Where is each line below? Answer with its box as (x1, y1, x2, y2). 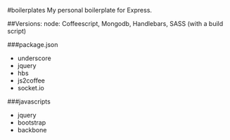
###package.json (7, 41, 58, 48)
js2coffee (17, 76, 46, 85)
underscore (17, 54, 51, 62)
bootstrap (17, 118, 46, 127)
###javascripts (7, 97, 51, 106)
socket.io (17, 84, 44, 92)
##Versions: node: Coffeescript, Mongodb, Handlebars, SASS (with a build (7, 20, 224, 27)
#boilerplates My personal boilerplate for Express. (7, 6, 153, 14)
